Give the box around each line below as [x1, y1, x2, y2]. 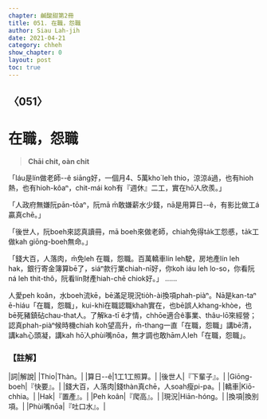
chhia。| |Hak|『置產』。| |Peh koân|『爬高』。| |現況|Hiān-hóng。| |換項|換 [8, 392, 253, 401]
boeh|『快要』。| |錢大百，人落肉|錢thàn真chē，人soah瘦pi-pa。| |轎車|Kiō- [8, 382, 256, 391]
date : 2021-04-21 [8, 33, 66, 42]
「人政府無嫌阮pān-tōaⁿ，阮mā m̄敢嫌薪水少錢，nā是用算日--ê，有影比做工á [8, 200, 260, 209]
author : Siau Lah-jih [8, 26, 80, 34]
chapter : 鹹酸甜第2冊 [8, 11, 74, 20]
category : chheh [8, 41, 62, 49]
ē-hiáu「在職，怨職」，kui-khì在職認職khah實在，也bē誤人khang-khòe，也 [8, 300, 253, 311]
